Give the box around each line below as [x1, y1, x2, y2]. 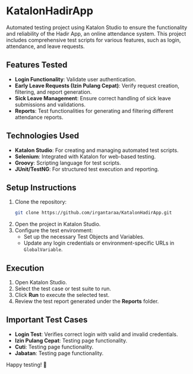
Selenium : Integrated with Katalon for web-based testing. [14, 153, 156, 160]
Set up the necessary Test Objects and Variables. [23, 233, 144, 240]
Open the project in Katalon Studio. [14, 221, 101, 228]
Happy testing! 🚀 [6, 361, 47, 368]
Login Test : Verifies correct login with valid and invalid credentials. [14, 331, 178, 338]
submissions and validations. [14, 101, 86, 108]
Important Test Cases [6, 315, 88, 325]
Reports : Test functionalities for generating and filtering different [14, 107, 173, 114]
